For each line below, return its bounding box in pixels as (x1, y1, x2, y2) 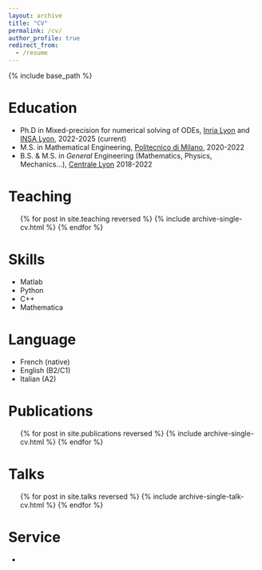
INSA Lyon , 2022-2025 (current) (19, 134, 127, 143)
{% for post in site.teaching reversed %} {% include (19, 214, 191, 223)
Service (8, 528, 62, 546)
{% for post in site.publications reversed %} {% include (19, 428, 202, 438)
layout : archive (8, 11, 62, 20)
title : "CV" (8, 19, 48, 27)
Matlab (19, 277, 43, 287)
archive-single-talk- (178, 492, 244, 501)
